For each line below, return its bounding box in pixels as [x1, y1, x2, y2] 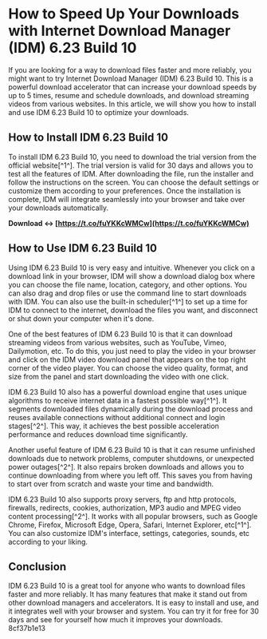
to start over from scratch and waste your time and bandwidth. [8, 478, 214, 488]
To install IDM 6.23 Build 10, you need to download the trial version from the [8, 152, 257, 161]
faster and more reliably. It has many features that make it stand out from [8, 589, 248, 599]
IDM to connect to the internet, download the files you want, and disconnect [8, 305, 258, 315]
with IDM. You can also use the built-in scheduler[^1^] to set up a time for [8, 296, 248, 306]
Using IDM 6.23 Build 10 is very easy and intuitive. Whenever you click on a [8, 263, 255, 272]
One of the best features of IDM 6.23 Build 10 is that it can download [8, 329, 233, 339]
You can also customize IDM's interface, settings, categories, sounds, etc [8, 528, 249, 538]
